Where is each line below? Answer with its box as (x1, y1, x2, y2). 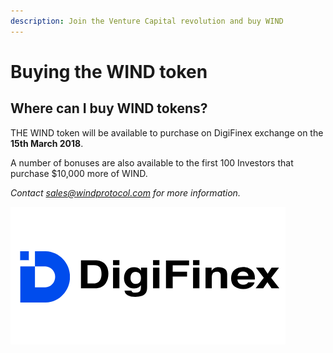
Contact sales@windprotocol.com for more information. (10, 186, 241, 199)
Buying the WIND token (10, 60, 208, 83)
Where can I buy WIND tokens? (10, 100, 208, 117)
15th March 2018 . (10, 137, 84, 149)
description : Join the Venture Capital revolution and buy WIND (10, 16, 284, 26)
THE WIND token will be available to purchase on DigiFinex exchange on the (10, 126, 324, 139)
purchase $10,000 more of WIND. (10, 167, 148, 179)
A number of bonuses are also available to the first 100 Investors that (10, 156, 294, 169)
